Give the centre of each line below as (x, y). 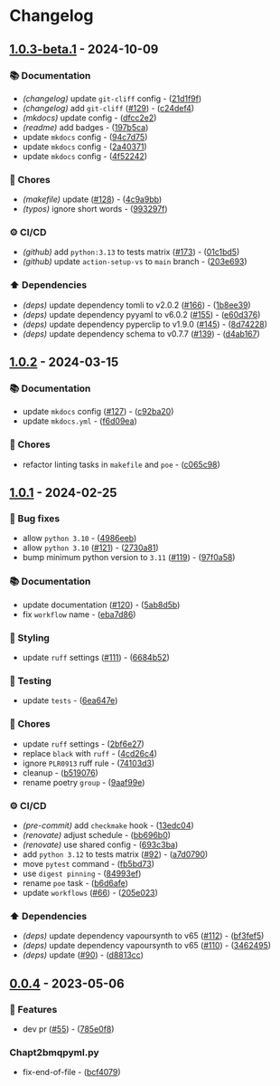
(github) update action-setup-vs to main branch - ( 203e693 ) (135, 262)
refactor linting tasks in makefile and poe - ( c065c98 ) (121, 464)
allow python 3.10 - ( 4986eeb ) (79, 538)
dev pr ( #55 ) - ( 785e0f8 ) (68, 1029)
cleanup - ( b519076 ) (61, 772)
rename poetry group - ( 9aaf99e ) (84, 782)
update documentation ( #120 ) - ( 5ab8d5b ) (101, 605)
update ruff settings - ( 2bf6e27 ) (83, 744)
